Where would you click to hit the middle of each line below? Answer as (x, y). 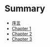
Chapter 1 (21, 28)
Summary (25, 9)
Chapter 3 (22, 39)
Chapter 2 (22, 34)
